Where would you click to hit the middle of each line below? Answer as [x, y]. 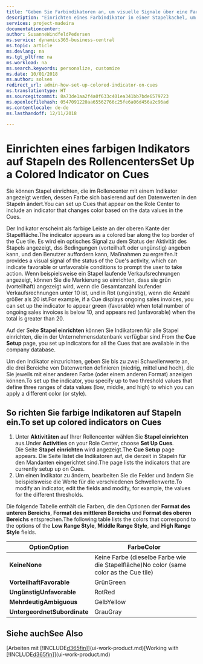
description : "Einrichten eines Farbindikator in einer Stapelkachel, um [101, 18]
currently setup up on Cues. [50, 469]
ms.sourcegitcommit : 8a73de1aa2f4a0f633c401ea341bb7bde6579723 [88, 96]
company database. [31, 350]
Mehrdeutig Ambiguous [43, 602]
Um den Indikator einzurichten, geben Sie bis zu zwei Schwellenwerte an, [98, 362]
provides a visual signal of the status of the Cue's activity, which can [92, 261]
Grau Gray [108, 612]
